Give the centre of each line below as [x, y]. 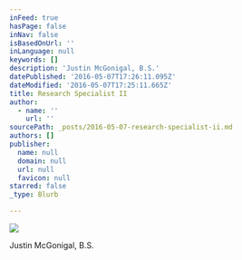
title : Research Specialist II [68, 93]
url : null [36, 169]
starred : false [38, 187]
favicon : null [44, 178]
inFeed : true [34, 18]
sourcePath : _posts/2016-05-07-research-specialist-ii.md [121, 128]
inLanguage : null [42, 52]
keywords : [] [34, 60]
